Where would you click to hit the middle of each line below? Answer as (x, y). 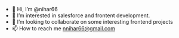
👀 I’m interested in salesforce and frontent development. (81, 15)
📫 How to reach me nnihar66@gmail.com (63, 28)
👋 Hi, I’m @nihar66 (35, 9)
